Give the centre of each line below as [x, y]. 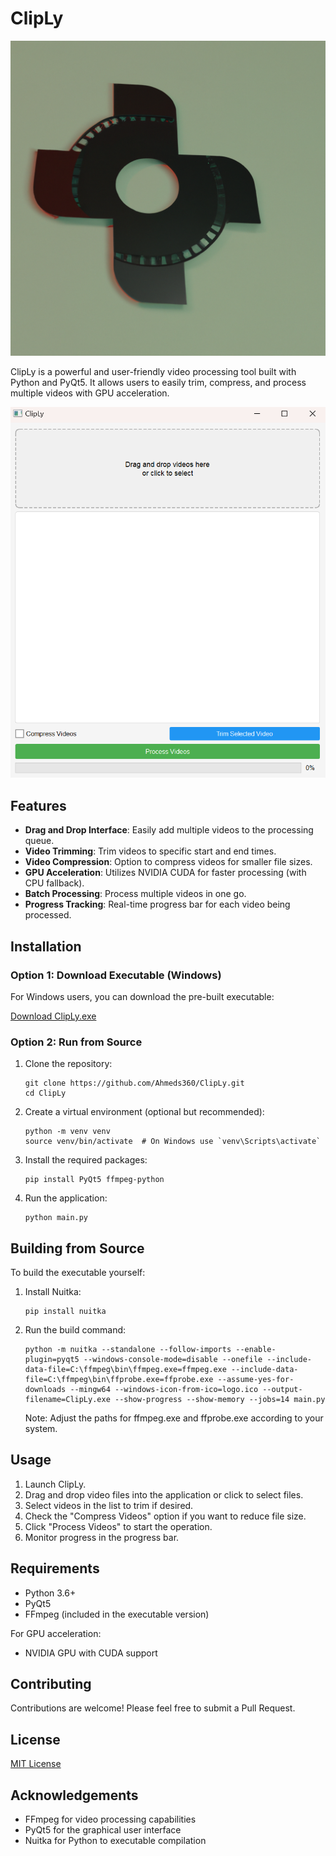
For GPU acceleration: [56, 1633]
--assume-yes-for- [256, 1380]
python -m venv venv [67, 1132]
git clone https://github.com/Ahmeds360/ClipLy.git [134, 1083]
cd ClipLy [45, 1093]
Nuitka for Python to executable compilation [115, 1841]
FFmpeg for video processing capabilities [110, 1819]
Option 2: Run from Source [76, 1042]
